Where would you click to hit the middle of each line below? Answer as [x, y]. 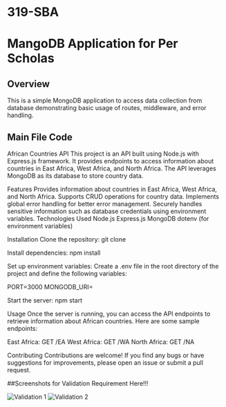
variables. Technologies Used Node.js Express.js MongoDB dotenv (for [108, 218]
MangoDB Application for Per [93, 44]
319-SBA [33, 12]
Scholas [31, 58]
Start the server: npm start [45, 300]
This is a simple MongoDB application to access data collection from [105, 100]
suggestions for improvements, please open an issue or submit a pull [105, 363]
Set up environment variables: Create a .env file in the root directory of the [113, 266]
